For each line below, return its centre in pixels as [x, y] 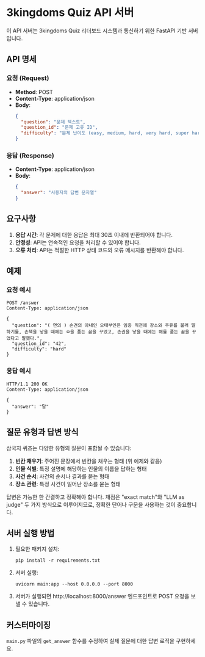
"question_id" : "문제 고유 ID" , [59, 128]
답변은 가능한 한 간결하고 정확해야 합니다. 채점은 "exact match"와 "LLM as [95, 497]
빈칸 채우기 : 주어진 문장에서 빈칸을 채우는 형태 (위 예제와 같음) [88, 461]
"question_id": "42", [39, 344]
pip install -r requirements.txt [58, 561]
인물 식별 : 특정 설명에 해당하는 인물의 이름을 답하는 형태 [81, 468]
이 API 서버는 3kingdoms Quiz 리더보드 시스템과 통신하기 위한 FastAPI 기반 [97, 31]
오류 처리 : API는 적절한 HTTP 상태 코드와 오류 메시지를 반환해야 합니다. [99, 250]
